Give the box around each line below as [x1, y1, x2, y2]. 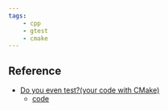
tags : [8, 11, 27, 20]
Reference [8, 64, 62, 77]
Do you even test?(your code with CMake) [19, 85, 160, 95]
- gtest [23, 27, 48, 35]
